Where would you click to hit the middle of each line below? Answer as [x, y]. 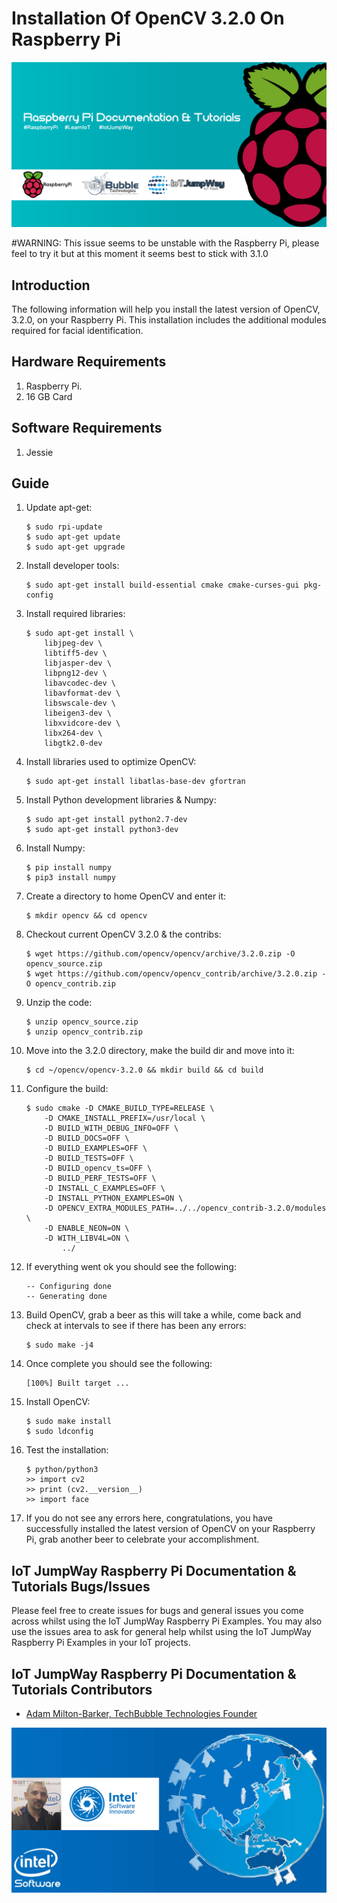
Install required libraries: [75, 614]
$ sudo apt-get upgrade [75, 547]
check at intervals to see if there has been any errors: [136, 1326]
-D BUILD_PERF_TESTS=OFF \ [100, 1178]
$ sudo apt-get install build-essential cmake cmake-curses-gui [162, 585]
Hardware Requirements [89, 362]
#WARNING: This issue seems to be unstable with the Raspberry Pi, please [165, 243]
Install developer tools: [72, 566]
